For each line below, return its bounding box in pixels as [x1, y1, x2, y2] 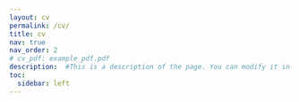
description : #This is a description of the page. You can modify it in [9, 63, 291, 72]
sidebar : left [17, 79, 70, 88]
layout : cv [9, 12, 50, 22]
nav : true [9, 37, 47, 47]
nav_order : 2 [9, 46, 58, 55]
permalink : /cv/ [9, 21, 70, 30]
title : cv [9, 29, 47, 38]
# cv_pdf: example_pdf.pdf [9, 54, 110, 63]
